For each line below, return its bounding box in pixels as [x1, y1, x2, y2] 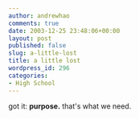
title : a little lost [8, 57, 81, 65]
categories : [8, 72, 48, 80]
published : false [8, 42, 67, 50]
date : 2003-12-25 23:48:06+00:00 [8, 27, 121, 35]
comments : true [8, 19, 59, 27]
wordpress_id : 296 [8, 64, 70, 72]
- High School [8, 79, 56, 87]
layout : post [8, 34, 52, 43]
